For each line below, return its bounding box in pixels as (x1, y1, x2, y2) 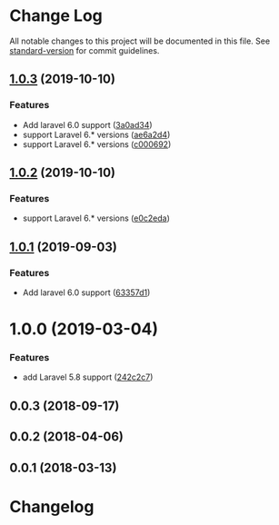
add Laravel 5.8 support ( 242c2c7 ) (22, 371, 154, 382)
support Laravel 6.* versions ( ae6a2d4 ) (22, 129, 171, 140)
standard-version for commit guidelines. (9, 45, 160, 55)
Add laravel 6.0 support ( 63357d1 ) (22, 287, 151, 298)
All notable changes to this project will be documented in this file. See (9, 35, 271, 46)
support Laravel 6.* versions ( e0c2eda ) (22, 213, 170, 223)
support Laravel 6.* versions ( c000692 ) (22, 138, 172, 150)
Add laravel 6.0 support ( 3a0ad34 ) (22, 119, 153, 130)
